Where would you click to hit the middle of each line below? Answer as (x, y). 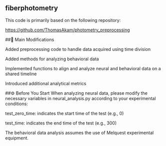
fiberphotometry (32, 8)
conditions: (17, 104)
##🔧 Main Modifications (30, 39)
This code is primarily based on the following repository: (63, 20)
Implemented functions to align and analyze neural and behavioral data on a (83, 68)
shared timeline (21, 74)
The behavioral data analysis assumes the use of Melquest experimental (80, 133)
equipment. (17, 138)
